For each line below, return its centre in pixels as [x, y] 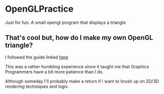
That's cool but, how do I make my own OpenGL [79, 38]
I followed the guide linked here [37, 57]
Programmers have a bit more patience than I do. [54, 72]
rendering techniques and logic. [37, 86]
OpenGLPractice [39, 9]
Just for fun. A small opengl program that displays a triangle [66, 22]
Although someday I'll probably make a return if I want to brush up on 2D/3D [82, 81]
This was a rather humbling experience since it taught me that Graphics [77, 66]
